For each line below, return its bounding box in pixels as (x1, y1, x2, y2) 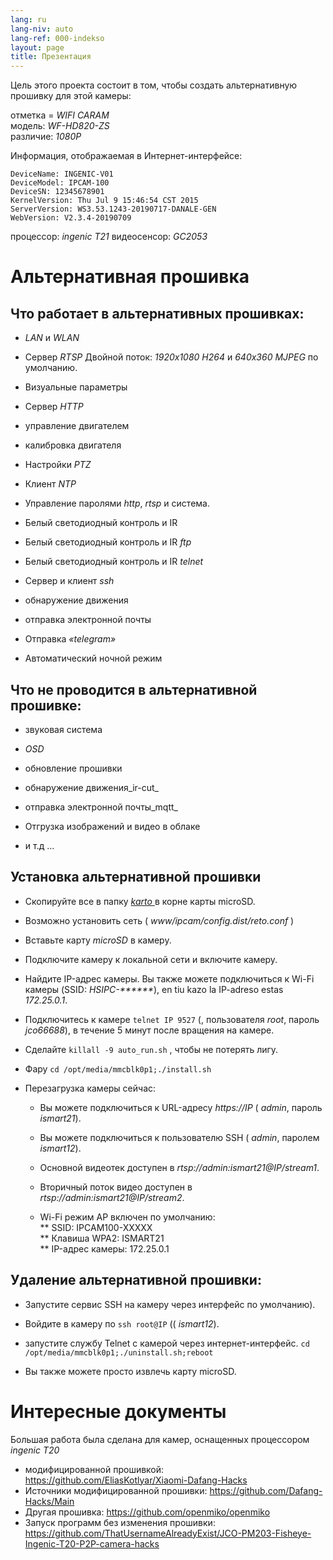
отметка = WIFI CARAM (10, 109, 110, 121)
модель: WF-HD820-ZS (10, 120, 110, 132)
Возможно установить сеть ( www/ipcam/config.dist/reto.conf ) (24, 914, 295, 926)
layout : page (10, 42, 65, 53)
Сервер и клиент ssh (24, 575, 115, 587)
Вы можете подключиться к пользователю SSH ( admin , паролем (39, 1131, 320, 1143)
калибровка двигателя (24, 439, 122, 451)
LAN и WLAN (24, 332, 80, 344)
